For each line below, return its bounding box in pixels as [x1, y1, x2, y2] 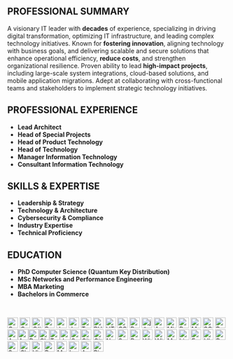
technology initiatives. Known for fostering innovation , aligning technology [7, 39, 224, 48]
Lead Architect [17, 123, 62, 131]
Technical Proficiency [17, 229, 83, 237]
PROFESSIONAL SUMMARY [7, 6, 130, 18]
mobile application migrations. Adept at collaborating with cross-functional [7, 76, 223, 85]
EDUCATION [7, 249, 62, 261]
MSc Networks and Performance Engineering [17, 275, 153, 283]
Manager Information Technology [17, 152, 118, 161]
